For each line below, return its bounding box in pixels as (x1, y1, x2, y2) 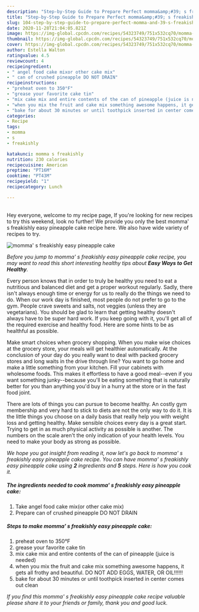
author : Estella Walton (6, 47, 66, 53)
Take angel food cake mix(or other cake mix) (15, 503, 125, 510)
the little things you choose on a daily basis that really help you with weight (6, 413, 190, 420)
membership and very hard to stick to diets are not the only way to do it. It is (6, 407, 192, 414)
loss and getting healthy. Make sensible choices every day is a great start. (6, 419, 187, 426)
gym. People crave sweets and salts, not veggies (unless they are (6, 302, 167, 309)
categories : (6, 113, 36, 119)
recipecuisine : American (6, 162, 68, 168)
